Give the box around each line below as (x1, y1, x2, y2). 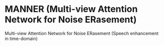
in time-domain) (5, 36, 38, 42)
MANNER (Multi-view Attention (5, 3, 138, 15)
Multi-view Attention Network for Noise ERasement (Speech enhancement (5, 30, 159, 36)
